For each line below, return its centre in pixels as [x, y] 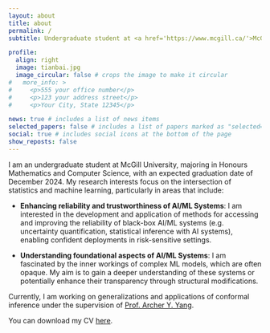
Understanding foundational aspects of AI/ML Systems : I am [123, 255]
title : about [30, 23]
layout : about [32, 16]
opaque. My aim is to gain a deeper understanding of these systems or [137, 272]
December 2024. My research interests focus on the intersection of [120, 181]
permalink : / [30, 30]
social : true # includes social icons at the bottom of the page [120, 134]
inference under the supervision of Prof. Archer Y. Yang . [101, 305]
